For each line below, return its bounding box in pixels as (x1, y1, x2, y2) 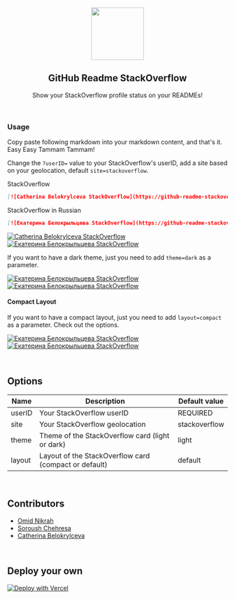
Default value (178, 396, 224, 406)
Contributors (7, 498, 65, 510)
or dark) (39, 439, 66, 449)
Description (85, 396, 125, 406)
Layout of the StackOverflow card (39, 451, 150, 460)
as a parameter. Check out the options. (7, 320, 120, 329)
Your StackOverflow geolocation (39, 419, 146, 429)
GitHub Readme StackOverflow (48, 72, 187, 84)
